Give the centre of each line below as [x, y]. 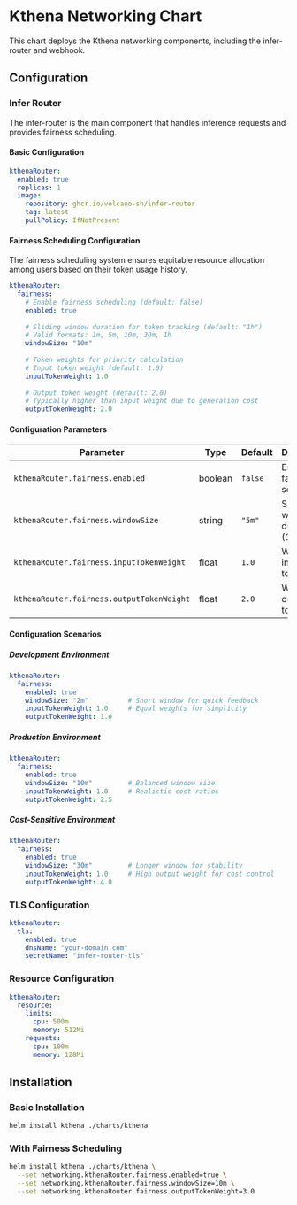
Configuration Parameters [58, 429]
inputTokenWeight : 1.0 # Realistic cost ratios [122, 791]
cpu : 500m [50, 1022]
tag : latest [47, 212]
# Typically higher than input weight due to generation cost [142, 401]
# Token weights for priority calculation [104, 360]
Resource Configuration [62, 978]
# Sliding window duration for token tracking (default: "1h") [144, 327]
